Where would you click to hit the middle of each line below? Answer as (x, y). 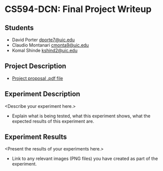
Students (19, 28)
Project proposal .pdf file (37, 78)
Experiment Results (36, 137)
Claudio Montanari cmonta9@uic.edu (50, 45)
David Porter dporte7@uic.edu (43, 40)
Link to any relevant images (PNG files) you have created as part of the (85, 158)
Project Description (35, 66)
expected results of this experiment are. (53, 121)
